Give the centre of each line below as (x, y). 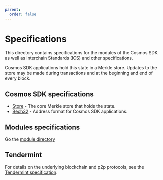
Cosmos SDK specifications (49, 94)
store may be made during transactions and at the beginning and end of (79, 73)
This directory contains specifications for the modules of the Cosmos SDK (82, 53)
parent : (13, 10)
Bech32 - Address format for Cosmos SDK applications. (70, 111)
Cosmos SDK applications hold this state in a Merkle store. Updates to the (81, 68)
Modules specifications (43, 127)
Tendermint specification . (31, 172)
